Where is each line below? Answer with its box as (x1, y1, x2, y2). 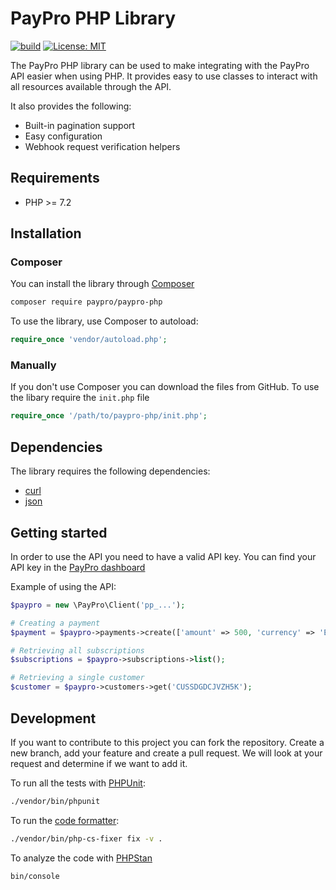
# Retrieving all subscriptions (10, 645, 145, 656)
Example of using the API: (10, 580, 117, 592)
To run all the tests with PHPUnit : (10, 777, 146, 789)
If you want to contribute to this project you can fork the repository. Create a (10, 736, 325, 748)
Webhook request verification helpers (24, 140, 181, 152)
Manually (10, 358, 57, 372)
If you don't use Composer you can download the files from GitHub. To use (10, 381, 320, 393)
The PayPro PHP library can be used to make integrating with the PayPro (10, 59, 310, 71)
